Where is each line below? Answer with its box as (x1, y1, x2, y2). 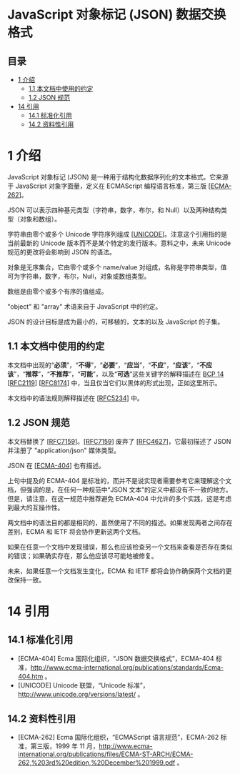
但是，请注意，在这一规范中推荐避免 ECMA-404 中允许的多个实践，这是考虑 (7, 494, 232, 502)
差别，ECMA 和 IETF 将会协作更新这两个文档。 (7, 527, 145, 536)
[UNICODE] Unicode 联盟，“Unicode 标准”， (17, 680, 149, 690)
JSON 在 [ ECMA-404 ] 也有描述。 (7, 461, 106, 470)
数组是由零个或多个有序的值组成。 (7, 287, 108, 295)
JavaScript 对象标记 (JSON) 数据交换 (7, 6, 226, 23)
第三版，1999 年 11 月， (30, 742, 99, 750)
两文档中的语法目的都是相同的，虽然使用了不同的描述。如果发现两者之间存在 (7, 518, 233, 527)
